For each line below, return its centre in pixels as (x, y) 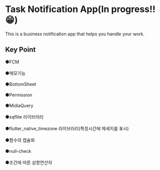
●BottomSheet (21, 84)
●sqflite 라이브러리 (24, 117)
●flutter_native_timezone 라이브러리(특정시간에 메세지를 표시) (67, 128)
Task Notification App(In (57, 9)
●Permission (19, 95)
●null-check (18, 151)
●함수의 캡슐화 (20, 140)
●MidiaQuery (19, 105)
